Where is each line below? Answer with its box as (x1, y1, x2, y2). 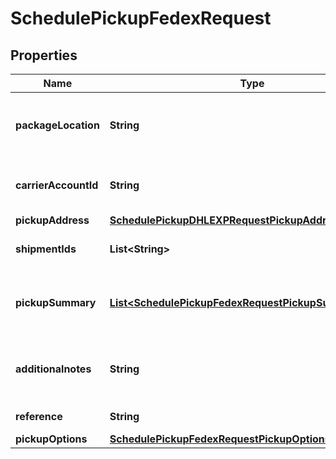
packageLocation (15, 118, 100, 132)
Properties (10, 47, 78, 64)
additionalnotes (15, 362, 92, 376)
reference (15, 410, 63, 423)
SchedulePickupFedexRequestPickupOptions (109, 432, 331, 446)
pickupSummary (15, 296, 97, 309)
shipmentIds (15, 242, 77, 256)
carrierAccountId (15, 178, 99, 192)
